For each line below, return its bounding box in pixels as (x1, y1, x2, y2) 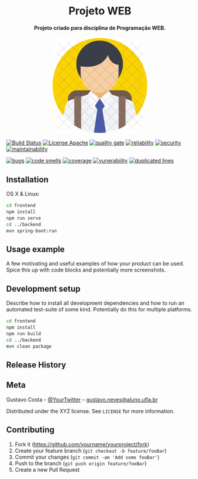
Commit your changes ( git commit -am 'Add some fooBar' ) (14, 453, 160, 461)
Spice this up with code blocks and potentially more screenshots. (6, 267, 166, 274)
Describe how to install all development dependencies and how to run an (6, 299, 185, 307)
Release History (6, 360, 67, 370)
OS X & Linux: (6, 190, 40, 197)
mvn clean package (6, 343, 52, 350)
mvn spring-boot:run (6, 228, 58, 234)
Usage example (6, 244, 65, 254)
